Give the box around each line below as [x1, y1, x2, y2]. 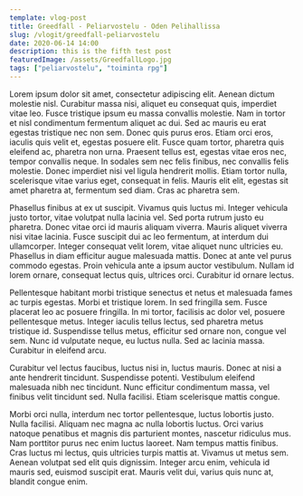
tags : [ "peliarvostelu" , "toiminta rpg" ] [9, 64, 168, 73]
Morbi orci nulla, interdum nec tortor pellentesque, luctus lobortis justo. [9, 408, 274, 419]
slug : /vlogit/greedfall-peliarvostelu [9, 30, 160, 39]
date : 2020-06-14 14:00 [9, 38, 99, 48]
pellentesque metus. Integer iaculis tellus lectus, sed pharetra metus [9, 316, 264, 327]
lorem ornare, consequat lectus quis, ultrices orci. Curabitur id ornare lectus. [9, 269, 295, 281]
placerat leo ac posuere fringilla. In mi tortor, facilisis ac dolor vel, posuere [9, 306, 286, 317]
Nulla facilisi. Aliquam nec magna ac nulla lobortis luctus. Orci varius [9, 418, 264, 429]
